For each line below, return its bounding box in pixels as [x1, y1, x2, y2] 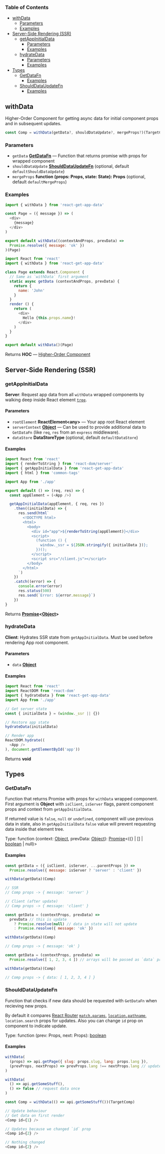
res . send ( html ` [18, 511, 50, 516]
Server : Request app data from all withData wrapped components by [5, 391, 144, 397]
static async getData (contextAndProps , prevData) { [9, 279, 120, 284]
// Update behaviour [5, 1108, 48, 1113]
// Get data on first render [5, 1113, 65, 1118]
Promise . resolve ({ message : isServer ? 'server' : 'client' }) [9, 868, 142, 873]
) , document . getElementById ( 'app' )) [5, 747, 80, 752]
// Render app [5, 733, 34, 738]
